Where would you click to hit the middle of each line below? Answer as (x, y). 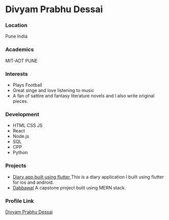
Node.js (21, 136)
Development (22, 114)
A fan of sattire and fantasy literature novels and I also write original (83, 96)
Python (20, 153)
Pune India (17, 36)
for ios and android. (33, 182)
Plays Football (27, 85)
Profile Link (20, 201)
